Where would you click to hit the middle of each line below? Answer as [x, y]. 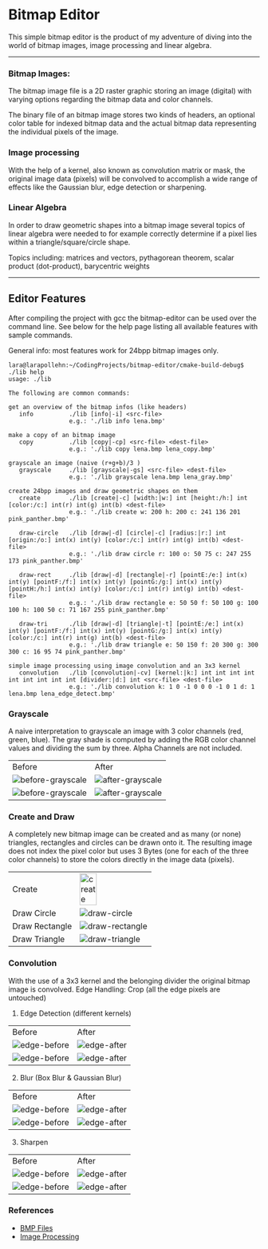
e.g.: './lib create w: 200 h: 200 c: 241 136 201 [155, 512]
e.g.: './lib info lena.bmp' [117, 421]
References [31, 1211]
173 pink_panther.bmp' [46, 561]
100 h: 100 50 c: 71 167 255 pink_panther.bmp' [89, 610]
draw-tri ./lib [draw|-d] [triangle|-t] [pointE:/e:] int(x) [132, 624]
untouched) [27, 997]
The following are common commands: [69, 393]
